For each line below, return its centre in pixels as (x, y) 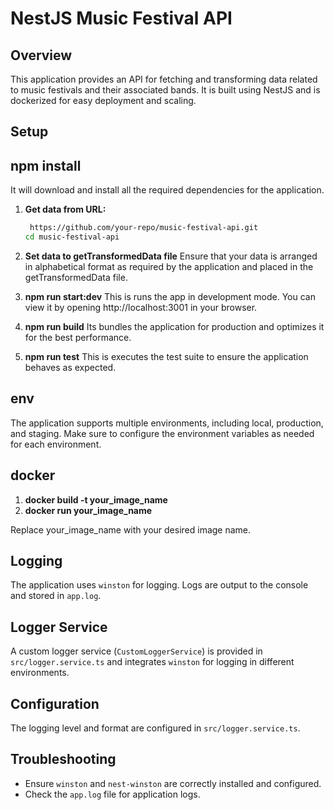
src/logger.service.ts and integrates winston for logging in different (152, 662)
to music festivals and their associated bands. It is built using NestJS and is (165, 90)
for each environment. (56, 444)
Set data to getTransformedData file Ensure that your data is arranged (171, 256)
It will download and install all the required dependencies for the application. (167, 190)
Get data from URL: (65, 209)
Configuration (55, 703)
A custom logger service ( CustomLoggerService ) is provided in (136, 651)
